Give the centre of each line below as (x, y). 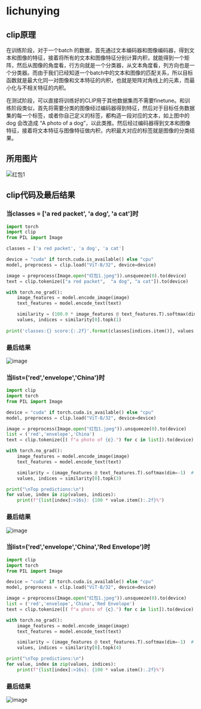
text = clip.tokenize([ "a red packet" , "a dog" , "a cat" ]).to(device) (97, 281)
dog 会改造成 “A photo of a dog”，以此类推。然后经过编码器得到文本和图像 (98, 123)
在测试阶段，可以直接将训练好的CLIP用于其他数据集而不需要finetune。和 (96, 101)
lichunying (33, 11)
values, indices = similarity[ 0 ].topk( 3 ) (69, 478)
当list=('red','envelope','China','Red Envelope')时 (78, 547)
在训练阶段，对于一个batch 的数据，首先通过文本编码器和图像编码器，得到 (98, 50)
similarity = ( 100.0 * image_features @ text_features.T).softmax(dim (107, 314)
